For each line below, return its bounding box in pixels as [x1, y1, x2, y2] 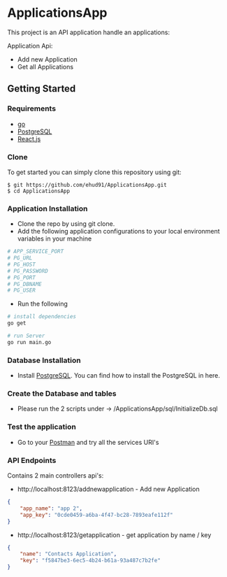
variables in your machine [17, 234, 92, 243]
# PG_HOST [7, 261, 36, 268]
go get [7, 320, 27, 327]
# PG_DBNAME [7, 280, 42, 287]
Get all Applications [17, 62, 74, 71]
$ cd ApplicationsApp [7, 187, 71, 194]
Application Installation [7, 204, 89, 213]
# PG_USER [7, 287, 36, 294]
